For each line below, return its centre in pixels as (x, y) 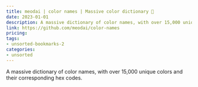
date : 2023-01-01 (27, 17)
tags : (13, 39)
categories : (21, 50)
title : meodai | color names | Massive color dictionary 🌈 (80, 11)
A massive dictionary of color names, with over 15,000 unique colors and (94, 71)
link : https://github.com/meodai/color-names (63, 28)
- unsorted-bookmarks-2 (35, 44)
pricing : (17, 33)
